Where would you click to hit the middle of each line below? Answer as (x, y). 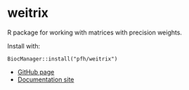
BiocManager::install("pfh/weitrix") (63, 59)
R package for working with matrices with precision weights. (95, 32)
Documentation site (46, 79)
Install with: (24, 46)
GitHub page (36, 72)
